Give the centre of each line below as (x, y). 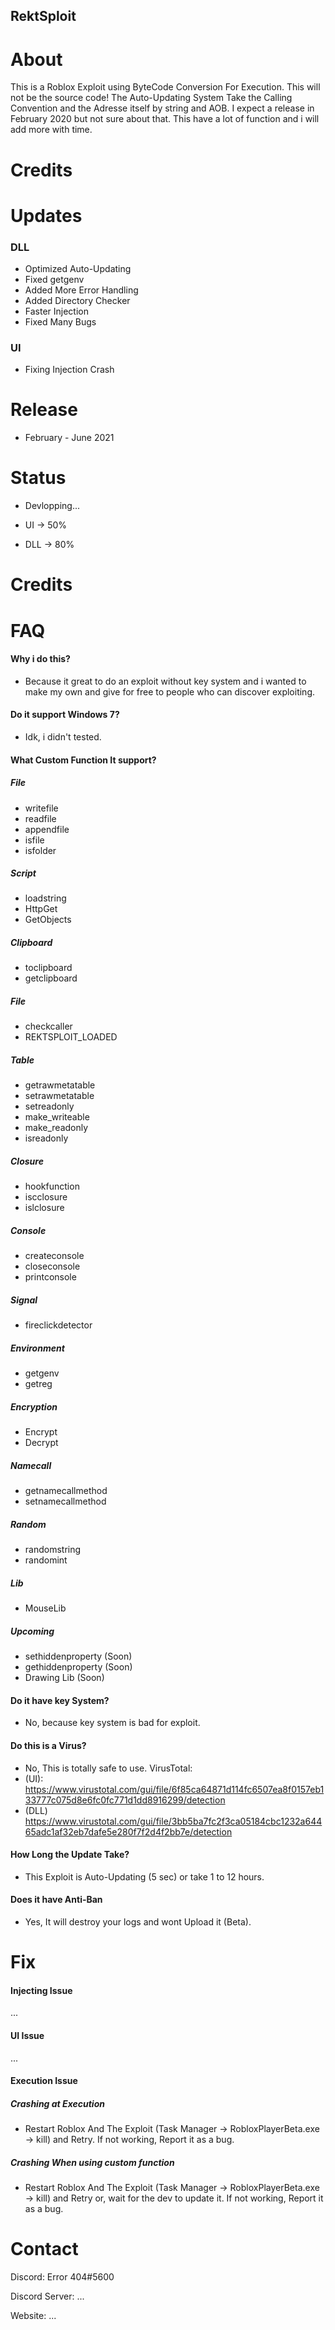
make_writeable (57, 1117)
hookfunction (52, 1186)
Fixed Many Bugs (60, 322)
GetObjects (48, 920)
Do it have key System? (60, 1700)
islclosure (44, 1208)
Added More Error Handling (81, 290)
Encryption (34, 1406)
